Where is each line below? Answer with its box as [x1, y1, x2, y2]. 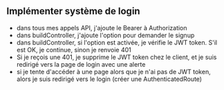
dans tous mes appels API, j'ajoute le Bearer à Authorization [16, 23, 187, 32]
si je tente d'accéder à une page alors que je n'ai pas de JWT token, [16, 67, 212, 76]
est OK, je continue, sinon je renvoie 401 [16, 45, 132, 54]
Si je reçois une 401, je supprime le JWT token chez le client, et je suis [16, 53, 217, 61]
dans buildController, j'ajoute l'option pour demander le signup [16, 31, 195, 39]
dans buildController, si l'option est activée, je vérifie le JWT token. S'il [16, 38, 218, 47]
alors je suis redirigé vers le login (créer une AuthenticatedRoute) [16, 75, 202, 83]
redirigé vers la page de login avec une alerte [16, 60, 146, 68]
